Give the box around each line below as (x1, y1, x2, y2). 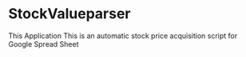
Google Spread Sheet (8, 39, 79, 48)
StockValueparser (8, 5, 131, 23)
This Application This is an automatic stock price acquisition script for (8, 31, 238, 40)
